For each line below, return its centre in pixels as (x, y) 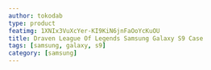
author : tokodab (35, 16)
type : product (32, 23)
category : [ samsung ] (43, 53)
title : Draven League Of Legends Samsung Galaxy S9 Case (106, 38)
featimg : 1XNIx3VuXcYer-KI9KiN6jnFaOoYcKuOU (84, 31)
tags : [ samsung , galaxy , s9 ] (57, 46)
